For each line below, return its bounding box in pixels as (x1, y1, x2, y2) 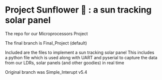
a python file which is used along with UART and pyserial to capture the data (5, 54, 158, 60)
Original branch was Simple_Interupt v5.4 (5, 69, 88, 75)
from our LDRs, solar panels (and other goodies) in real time (5, 60, 124, 65)
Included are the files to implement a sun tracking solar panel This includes (5, 49, 155, 55)
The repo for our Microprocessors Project (5, 31, 88, 36)
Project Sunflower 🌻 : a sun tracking (5, 4, 152, 16)
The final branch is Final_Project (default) (5, 40, 87, 46)
